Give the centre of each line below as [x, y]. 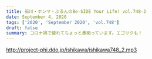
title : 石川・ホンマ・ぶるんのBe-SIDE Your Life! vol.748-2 [76, 11]
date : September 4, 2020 [36, 17]
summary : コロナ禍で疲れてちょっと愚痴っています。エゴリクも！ [74, 33]
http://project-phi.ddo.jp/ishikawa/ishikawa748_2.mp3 [72, 50]
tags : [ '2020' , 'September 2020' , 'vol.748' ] [63, 22]
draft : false [22, 28]
